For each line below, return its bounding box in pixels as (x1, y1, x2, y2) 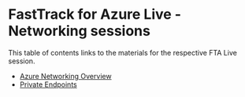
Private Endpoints (19, 80, 77, 89)
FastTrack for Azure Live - (8, 5, 182, 23)
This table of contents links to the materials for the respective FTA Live (8, 48, 238, 57)
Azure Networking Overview (19, 71, 112, 81)
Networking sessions (8, 22, 151, 40)
